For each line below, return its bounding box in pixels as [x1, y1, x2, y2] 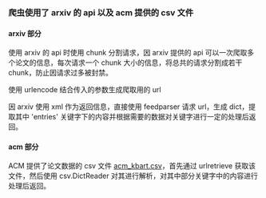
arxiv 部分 [8, 28, 42, 38]
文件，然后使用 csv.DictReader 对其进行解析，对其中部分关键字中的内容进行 [8, 171, 258, 181]
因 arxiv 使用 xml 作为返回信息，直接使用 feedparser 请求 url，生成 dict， [8, 102, 249, 111]
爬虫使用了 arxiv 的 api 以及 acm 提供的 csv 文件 [8, 6, 194, 18]
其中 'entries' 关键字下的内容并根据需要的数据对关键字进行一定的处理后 [14, 112, 249, 122]
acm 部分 [8, 142, 39, 152]
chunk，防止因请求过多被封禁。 [8, 68, 113, 78]
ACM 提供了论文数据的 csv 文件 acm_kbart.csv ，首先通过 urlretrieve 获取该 [8, 161, 256, 171]
